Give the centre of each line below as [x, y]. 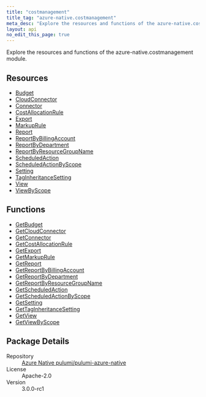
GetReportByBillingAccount [50, 270]
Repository [20, 356]
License [16, 369]
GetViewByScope [37, 322]
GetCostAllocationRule [44, 244]
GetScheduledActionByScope [53, 296]
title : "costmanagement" [38, 12]
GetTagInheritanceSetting [48, 309]
